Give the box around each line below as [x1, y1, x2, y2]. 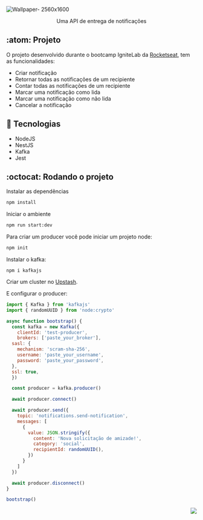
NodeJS [14, 135, 36, 142]
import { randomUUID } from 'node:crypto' [6, 307, 115, 313]
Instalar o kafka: [6, 256, 47, 263]
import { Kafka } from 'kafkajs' [6, 301, 91, 308]
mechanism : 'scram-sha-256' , [17, 346, 91, 352]
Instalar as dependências [6, 188, 69, 195]
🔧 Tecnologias [6, 119, 61, 130]
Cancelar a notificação [14, 101, 72, 108]
